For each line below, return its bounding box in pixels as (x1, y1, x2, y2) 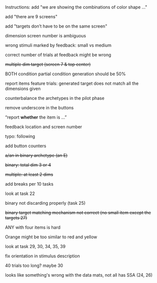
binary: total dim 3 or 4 (5, 162, 52, 168)
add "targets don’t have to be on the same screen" (5, 23, 107, 29)
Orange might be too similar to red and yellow (5, 234, 97, 240)
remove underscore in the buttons (5, 105, 74, 110)
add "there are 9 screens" (5, 14, 58, 19)
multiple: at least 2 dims (5, 172, 53, 177)
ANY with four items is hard (5, 224, 60, 230)
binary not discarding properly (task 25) (5, 200, 86, 206)
